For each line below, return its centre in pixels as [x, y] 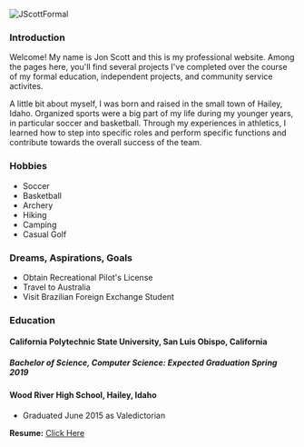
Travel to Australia [56, 287]
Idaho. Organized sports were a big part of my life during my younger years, [152, 114]
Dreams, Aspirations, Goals [71, 257]
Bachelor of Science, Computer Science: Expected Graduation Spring [143, 363]
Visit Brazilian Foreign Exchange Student [98, 296]
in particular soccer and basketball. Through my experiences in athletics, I [148, 124]
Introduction [37, 37]
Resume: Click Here [47, 432]
